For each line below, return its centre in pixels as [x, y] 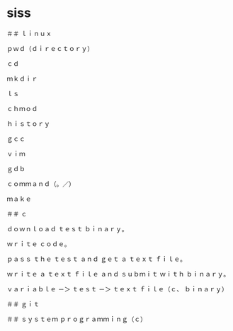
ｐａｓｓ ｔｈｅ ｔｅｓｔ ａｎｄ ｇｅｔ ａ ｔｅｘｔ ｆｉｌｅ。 [97, 259]
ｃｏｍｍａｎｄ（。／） [41, 184]
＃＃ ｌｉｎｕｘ [29, 33]
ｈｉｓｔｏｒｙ [28, 123]
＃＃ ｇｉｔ [23, 304]
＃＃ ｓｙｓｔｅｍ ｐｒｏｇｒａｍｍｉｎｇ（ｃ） [76, 319]
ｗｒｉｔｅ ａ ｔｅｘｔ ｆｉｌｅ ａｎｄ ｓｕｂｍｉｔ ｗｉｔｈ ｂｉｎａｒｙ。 [118, 274]
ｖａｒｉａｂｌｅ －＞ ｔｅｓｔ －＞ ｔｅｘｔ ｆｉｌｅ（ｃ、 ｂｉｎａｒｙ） [117, 289]
